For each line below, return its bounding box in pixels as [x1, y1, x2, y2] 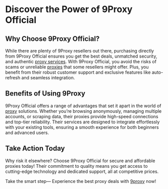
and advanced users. [5, 129, 49, 135]
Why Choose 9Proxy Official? [5, 34, 100, 43]
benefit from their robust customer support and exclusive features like [5, 69, 151, 75]
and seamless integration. [21, 75, 75, 80]
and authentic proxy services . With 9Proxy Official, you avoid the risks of [5, 59, 157, 64]
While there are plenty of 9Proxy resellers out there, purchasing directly [5, 48, 154, 54]
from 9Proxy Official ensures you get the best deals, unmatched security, [5, 53, 157, 59]
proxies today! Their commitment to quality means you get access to [5, 163, 148, 169]
